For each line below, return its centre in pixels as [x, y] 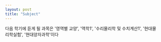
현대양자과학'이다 [42, 34]
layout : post [18, 9]
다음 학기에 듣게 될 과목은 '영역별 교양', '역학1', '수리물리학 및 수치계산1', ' [75, 28]
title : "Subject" [23, 14]
